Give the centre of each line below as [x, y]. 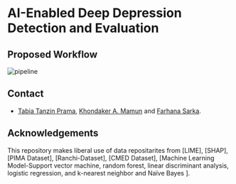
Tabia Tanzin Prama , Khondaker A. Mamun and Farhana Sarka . [109, 111]
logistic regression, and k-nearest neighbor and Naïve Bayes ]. [99, 173]
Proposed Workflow [53, 54]
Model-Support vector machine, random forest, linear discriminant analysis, [118, 166]
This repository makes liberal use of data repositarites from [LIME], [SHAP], [118, 150]
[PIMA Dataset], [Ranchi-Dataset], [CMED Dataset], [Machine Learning [111, 158]
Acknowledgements [53, 133]
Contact [26, 94]
